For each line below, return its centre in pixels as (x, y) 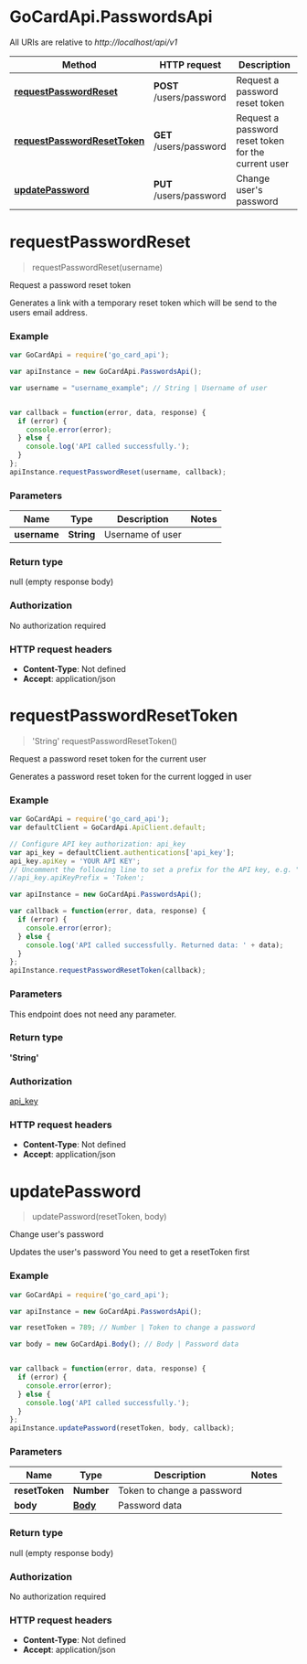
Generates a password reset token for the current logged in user (131, 776)
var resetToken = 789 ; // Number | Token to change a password (132, 1328)
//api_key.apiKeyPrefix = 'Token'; (77, 878)
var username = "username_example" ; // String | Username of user (138, 388)
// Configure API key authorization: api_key (97, 844)
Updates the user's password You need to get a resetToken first (130, 1252)
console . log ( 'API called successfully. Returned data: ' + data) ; (155, 945)
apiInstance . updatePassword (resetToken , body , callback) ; (122, 1428)
